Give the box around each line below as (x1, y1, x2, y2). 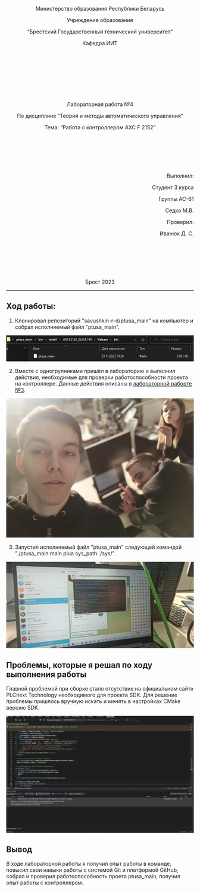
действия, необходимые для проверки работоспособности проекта (14, 374, 189, 381)
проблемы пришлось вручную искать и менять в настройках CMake (6, 698, 181, 705)
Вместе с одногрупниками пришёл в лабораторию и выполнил (14, 368, 176, 375)
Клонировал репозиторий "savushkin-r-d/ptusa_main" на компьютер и (14, 317, 193, 324)
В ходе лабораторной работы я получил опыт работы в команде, (6, 860, 171, 868)
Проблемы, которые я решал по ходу (6, 660, 153, 670)
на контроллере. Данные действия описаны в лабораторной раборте (14, 380, 192, 387)
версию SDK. (6, 704, 40, 711)
